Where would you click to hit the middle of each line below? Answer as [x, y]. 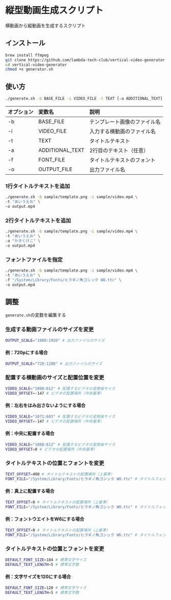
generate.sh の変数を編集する [36, 315]
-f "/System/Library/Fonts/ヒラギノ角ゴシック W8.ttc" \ [63, 280]
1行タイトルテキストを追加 [38, 186]
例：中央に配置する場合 [30, 433]
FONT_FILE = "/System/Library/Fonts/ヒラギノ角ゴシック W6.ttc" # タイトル [80, 535]
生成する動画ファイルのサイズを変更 [50, 330]
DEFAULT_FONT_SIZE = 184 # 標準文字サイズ [46, 560]
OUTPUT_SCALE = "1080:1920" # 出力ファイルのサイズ [55, 340]
